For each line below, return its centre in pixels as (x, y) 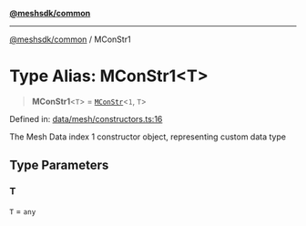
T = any (23, 211)
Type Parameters (59, 165)
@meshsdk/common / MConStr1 (70, 39)
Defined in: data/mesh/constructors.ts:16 (86, 118)
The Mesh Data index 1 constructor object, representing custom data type (148, 137)
